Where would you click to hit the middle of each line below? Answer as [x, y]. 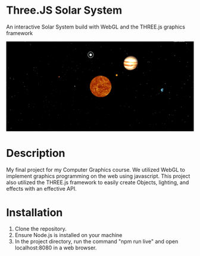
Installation [35, 212]
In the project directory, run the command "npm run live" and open [96, 242]
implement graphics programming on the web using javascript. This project [98, 176]
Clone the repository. [40, 229]
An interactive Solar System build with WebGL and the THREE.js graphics [96, 27]
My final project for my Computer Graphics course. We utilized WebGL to [96, 169]
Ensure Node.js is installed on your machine [68, 235]
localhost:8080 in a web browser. [56, 248]
